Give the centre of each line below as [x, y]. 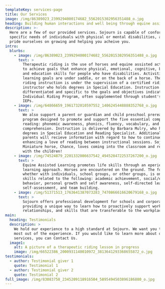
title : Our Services [26, 14]
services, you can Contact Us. [46, 238]
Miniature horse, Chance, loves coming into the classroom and [89, 147]
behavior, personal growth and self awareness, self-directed [88, 183]
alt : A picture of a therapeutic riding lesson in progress [77, 247]
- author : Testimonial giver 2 [41, 270]
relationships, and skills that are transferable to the [82, 211]
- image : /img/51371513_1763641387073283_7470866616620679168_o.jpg [85, 192]
